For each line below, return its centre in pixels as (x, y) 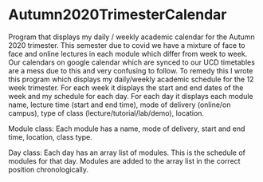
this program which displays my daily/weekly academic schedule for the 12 (131, 79)
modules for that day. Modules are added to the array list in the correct (124, 160)
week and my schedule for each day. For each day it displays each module (131, 96)
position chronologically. (49, 169)
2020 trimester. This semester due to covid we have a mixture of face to (127, 45)
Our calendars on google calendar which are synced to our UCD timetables (131, 62)
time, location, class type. (51, 136)
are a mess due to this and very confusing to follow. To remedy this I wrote (131, 70)
